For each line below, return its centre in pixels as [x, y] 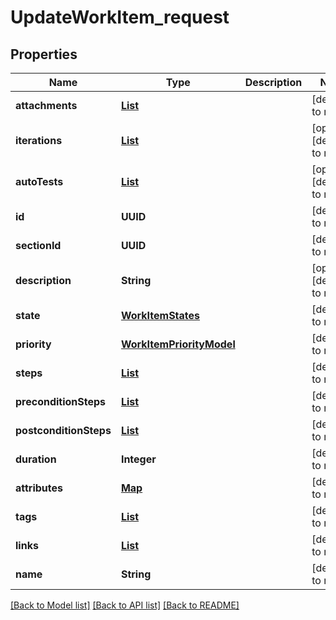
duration [36, 459]
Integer [138, 459]
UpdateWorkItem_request [120, 17]
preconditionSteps [61, 401]
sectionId [38, 245]
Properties [44, 54]
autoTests [39, 181]
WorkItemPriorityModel [178, 344]
